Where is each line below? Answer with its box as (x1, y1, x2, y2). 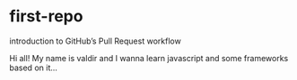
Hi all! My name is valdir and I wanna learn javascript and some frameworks (9, 52, 289, 63)
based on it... (9, 62, 58, 73)
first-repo (9, 6, 83, 27)
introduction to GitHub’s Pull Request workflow (9, 36, 181, 46)
